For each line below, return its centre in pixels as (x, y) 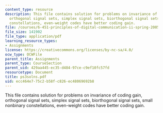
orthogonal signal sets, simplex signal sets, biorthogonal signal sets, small (79, 100)
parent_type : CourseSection (33, 63)
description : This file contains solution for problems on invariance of (81, 14)
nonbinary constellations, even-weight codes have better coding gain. (75, 105)
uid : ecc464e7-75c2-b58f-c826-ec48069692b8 (50, 81)
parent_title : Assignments (32, 59)
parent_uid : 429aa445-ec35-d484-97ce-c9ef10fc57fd (57, 68)
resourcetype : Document (29, 72)
